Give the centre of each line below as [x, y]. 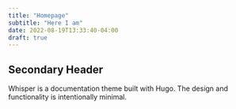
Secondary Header [56, 69]
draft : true [28, 38]
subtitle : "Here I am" [46, 23]
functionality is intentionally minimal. [67, 97]
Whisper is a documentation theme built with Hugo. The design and [118, 88]
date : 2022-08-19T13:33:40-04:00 [63, 30]
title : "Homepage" [38, 15]
